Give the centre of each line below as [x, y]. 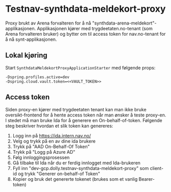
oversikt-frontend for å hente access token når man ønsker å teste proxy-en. [86, 115]
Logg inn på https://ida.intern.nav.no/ [52, 135]
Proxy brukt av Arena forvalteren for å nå [48, 23]
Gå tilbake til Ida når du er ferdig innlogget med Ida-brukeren [77, 163]
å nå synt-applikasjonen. [31, 39]
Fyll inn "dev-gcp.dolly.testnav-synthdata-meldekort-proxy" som [81, 168]
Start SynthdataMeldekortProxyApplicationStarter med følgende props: [80, 67]
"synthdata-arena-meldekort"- [124, 23]
